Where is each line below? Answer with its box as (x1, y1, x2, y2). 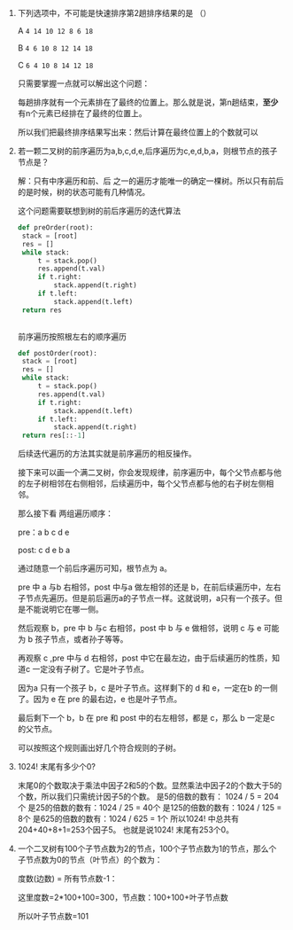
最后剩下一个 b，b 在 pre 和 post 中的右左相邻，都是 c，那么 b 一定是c (17, 713, 275, 723)
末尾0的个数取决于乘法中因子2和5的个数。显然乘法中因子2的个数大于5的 (17, 780, 282, 791)
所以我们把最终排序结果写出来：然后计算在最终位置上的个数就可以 (17, 127, 258, 137)
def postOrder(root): (17, 348, 97, 357)
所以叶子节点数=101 (17, 911, 89, 922)
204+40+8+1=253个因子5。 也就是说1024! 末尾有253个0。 (17, 824, 235, 835)
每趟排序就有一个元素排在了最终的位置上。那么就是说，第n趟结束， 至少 (17, 97, 279, 107)
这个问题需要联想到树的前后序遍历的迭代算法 (17, 206, 181, 215)
